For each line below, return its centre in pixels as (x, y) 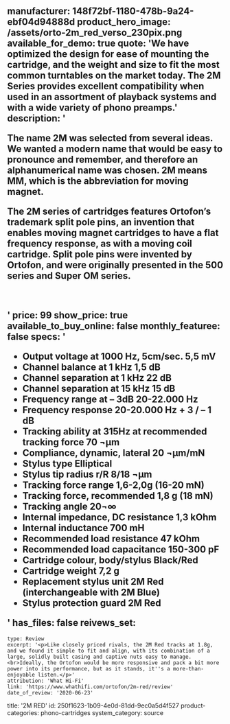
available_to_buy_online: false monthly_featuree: (114, 326)
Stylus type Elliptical (67, 464)
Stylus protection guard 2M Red (92, 603)
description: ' (36, 118)
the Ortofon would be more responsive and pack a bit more (133, 663)
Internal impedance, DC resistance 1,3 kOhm (119, 517)
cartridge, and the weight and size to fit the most (113, 65)
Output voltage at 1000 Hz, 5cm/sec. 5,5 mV (119, 357)
